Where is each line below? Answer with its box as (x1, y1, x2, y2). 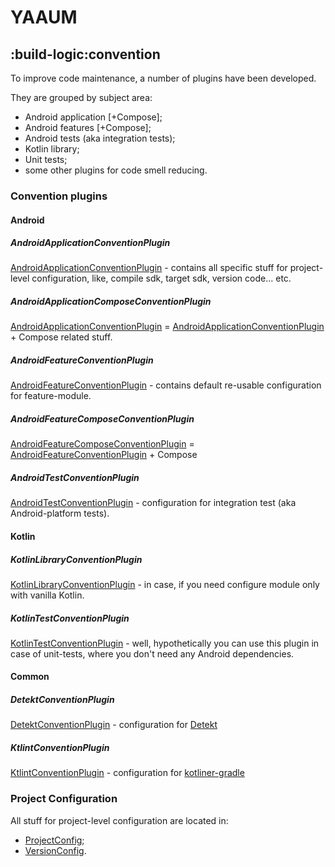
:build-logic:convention (10, 46, 161, 63)
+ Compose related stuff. (10, 331, 113, 343)
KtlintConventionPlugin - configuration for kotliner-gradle (10, 767, 245, 779)
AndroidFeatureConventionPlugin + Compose (10, 449, 198, 461)
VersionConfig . (24, 844, 87, 856)
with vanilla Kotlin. (10, 589, 85, 601)
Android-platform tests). (10, 507, 110, 520)
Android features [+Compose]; (24, 122, 152, 133)
